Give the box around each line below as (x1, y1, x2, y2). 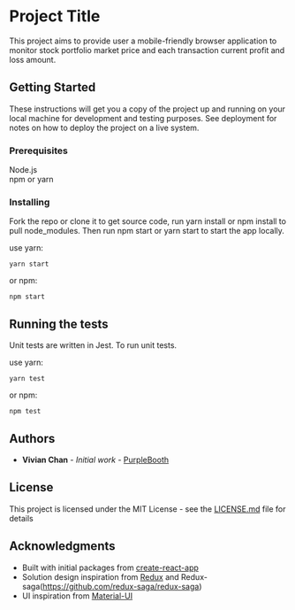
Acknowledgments (9, 538, 117, 554)
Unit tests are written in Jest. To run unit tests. (9, 340, 178, 351)
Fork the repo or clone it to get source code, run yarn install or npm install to (9, 216, 287, 227)
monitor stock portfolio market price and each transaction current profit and (9, 44, 285, 55)
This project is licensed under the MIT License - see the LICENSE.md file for (9, 503, 286, 514)
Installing (9, 196, 50, 208)
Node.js (9, 165, 38, 175)
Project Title (9, 6, 101, 27)
